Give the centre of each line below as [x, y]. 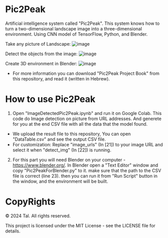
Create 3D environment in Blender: [41, 63]
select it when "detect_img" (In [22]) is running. [62, 150]
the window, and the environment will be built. [60, 181]
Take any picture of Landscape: [38, 44]
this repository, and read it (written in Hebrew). [61, 78]
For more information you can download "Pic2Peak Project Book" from [86, 73]
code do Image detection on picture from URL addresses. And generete [87, 118]
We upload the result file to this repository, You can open [72, 134]
